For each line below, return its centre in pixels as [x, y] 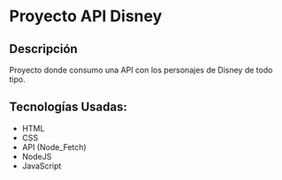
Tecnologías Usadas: [69, 107]
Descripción [43, 49]
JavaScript [42, 166]
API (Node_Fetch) [54, 146]
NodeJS [37, 156]
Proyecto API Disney [86, 16]
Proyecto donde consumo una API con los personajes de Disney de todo [141, 70]
